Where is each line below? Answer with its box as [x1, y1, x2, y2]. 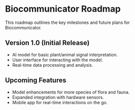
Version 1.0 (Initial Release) [5, 39, 90, 47]
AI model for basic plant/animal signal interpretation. [12, 52, 118, 57]
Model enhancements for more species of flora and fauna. [12, 89, 130, 95]
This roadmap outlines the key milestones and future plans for [5, 19, 130, 25]
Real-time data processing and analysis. [12, 62, 93, 68]
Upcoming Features [5, 76, 67, 85]
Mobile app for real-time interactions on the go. [12, 99, 108, 105]
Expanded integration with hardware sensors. [12, 94, 104, 100]
